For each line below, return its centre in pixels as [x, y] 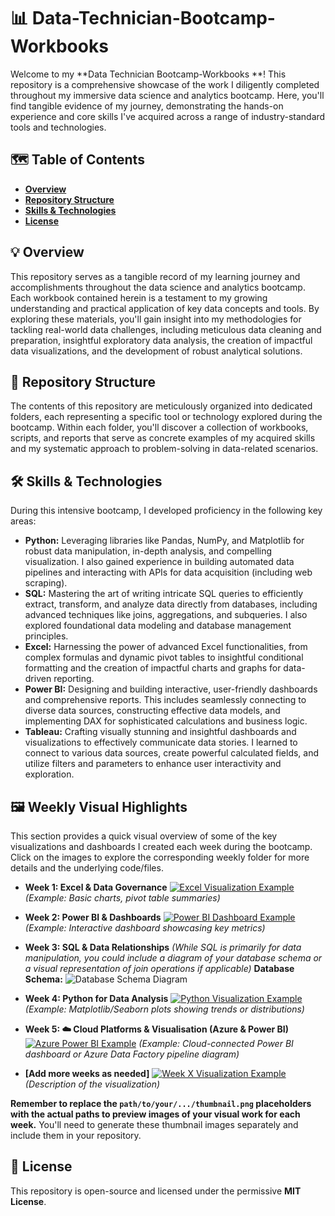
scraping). [46, 583]
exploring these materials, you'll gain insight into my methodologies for [156, 319]
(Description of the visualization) [92, 1084]
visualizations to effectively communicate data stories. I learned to [161, 742]
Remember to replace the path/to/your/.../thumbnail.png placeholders [161, 1103]
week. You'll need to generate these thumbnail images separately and [154, 1124]
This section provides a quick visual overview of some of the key [144, 836]
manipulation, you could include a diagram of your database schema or [173, 958]
